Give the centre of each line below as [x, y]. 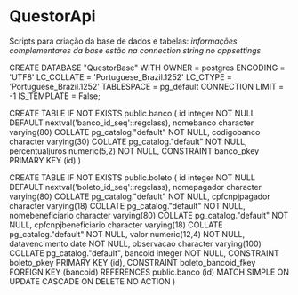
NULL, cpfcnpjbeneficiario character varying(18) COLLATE [117, 225]
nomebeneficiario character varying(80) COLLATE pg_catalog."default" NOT [149, 215]
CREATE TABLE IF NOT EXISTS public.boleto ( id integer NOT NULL [133, 177]
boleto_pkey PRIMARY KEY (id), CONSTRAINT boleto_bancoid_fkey [133, 262]
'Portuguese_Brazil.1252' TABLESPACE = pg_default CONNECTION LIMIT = [147, 86]
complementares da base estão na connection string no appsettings [135, 50]
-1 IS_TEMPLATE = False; [55, 96]
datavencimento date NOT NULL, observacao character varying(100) [136, 243]
